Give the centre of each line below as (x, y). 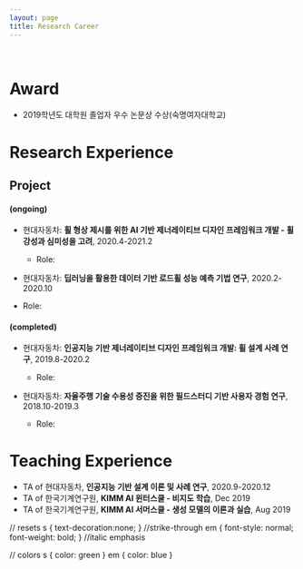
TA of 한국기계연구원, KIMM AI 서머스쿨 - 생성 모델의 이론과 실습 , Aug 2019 (156, 510)
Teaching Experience (91, 461)
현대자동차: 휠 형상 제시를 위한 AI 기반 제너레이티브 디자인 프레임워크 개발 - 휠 (158, 230)
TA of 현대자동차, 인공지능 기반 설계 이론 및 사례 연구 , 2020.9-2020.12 (147, 487)
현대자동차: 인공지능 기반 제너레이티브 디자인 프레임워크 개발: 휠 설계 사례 (151, 348)
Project (30, 186)
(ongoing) (29, 209)
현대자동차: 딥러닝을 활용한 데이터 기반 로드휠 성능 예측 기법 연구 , (136, 279)
